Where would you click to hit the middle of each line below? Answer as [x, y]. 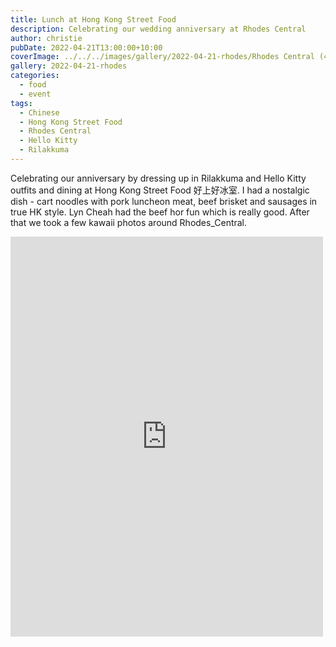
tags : [21, 103]
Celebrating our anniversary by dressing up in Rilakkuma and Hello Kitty [158, 178]
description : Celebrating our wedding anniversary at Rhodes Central [158, 29]
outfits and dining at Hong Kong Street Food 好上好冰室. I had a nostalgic [160, 190]
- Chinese [39, 112]
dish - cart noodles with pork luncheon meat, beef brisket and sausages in [164, 201]
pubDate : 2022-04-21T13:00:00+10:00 [86, 47]
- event [35, 94]
